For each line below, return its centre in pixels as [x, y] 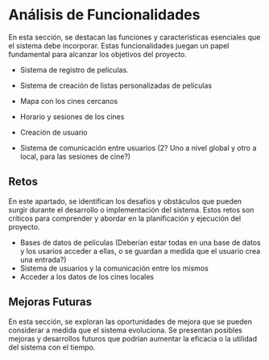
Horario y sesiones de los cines [72, 116]
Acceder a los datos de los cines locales [87, 276]
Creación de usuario [54, 132]
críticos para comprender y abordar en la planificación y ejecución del [125, 218]
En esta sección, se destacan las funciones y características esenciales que [134, 37]
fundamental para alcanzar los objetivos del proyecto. [97, 54]
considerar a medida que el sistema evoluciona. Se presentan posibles [126, 330]
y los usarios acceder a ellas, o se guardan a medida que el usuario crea [140, 250]
